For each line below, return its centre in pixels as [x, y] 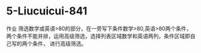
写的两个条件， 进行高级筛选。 [49, 43]
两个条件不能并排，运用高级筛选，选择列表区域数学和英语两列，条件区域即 [98, 36]
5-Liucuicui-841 [47, 11]
